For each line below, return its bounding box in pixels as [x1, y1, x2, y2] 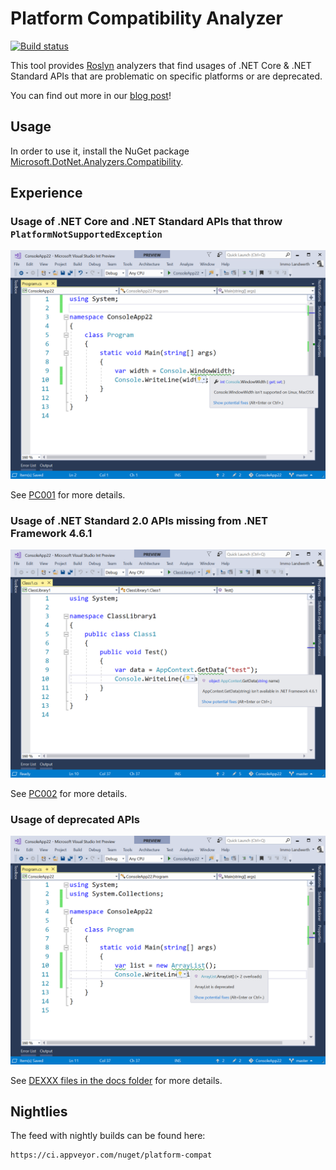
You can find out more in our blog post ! [10, 89, 172, 101]
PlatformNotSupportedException [10, 229, 163, 241]
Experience [10, 185, 83, 202]
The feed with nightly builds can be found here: [10, 1130, 206, 1142]
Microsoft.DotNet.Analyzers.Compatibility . [10, 155, 184, 167]
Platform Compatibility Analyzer [10, 7, 283, 30]
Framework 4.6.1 [10, 526, 93, 540]
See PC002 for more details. [10, 788, 128, 800]
